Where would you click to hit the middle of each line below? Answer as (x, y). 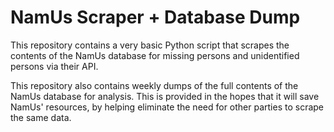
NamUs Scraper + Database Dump (155, 17)
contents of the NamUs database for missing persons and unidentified (155, 55)
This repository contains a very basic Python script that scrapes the (150, 45)
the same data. (41, 117)
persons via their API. (54, 66)
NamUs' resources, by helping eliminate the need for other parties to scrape (167, 107)
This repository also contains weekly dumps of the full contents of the (154, 85)
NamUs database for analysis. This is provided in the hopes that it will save (165, 96)
